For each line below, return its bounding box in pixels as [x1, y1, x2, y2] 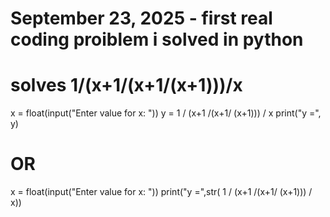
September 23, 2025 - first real [10, 7, 273, 30]
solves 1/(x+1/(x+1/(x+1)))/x [10, 74, 243, 97]
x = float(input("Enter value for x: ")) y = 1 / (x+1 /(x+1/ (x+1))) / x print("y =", [10, 107, 322, 119]
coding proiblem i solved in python [10, 28, 304, 51]
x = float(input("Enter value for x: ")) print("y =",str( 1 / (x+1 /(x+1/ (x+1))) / [10, 186, 313, 198]
